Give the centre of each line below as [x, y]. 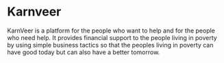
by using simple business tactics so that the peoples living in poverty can [110, 45]
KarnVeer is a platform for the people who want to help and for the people [111, 30]
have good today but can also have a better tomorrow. [84, 52]
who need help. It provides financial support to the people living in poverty [112, 37]
